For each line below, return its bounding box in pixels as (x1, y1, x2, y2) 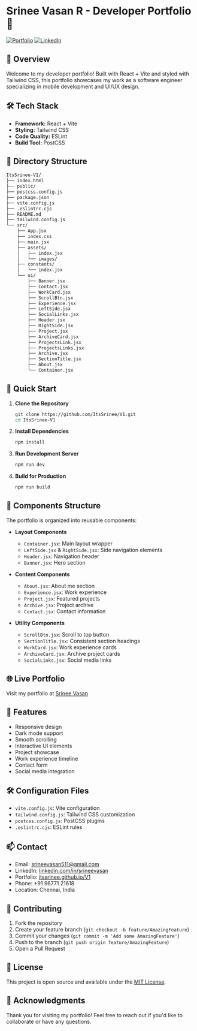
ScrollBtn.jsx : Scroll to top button (23, 631, 110, 638)
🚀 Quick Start (6, 384, 57, 394)
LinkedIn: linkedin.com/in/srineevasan (14, 867, 109, 875)
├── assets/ (17, 245, 47, 251)
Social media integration (14, 767, 75, 774)
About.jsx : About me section (23, 582, 95, 589)
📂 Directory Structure (6, 156, 88, 166)
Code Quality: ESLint (14, 132, 68, 140)
